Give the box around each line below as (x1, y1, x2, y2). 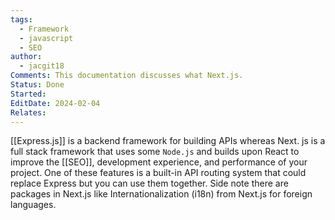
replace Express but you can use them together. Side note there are (10, 177, 289, 190)
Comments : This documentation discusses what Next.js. (10, 71, 244, 81)
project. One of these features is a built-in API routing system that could (10, 167, 307, 179)
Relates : (10, 107, 47, 118)
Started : (10, 89, 47, 99)
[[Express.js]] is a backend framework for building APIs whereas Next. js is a (10, 135, 326, 147)
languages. (10, 199, 57, 211)
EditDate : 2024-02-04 (10, 98, 101, 108)
